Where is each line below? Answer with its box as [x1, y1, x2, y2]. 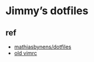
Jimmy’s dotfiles [5, 4, 89, 18]
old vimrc [14, 50, 37, 57]
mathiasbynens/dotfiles [14, 43, 72, 50]
